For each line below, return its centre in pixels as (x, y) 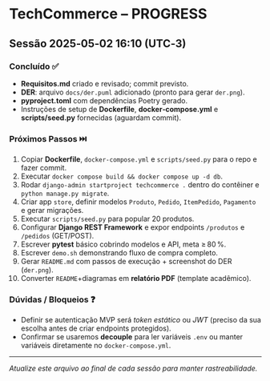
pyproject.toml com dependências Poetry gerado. (104, 100)
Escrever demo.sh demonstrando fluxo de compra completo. (119, 253)
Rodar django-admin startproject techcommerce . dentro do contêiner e (140, 185)
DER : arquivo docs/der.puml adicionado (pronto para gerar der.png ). (133, 92)
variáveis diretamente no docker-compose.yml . (96, 346)
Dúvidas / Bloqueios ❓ (52, 299)
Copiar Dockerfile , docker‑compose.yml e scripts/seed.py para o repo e (139, 159)
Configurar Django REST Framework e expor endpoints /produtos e (133, 227)
